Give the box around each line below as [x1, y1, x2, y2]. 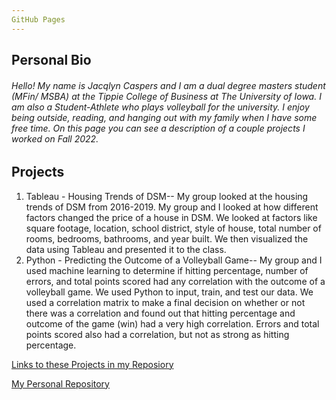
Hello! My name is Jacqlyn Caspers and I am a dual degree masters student [11, 79, 326, 91]
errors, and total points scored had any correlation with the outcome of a [25, 275, 326, 287]
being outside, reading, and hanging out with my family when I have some [11, 111, 318, 123]
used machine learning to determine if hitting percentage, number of [25, 264, 309, 276]
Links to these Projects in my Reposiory [11, 358, 174, 370]
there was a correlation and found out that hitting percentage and [25, 307, 296, 319]
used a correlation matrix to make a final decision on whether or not [25, 296, 306, 308]
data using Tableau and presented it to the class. [25, 243, 227, 255]
